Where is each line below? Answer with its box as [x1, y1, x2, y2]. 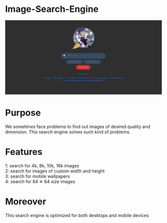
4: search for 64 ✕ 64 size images [5, 179, 76, 185]
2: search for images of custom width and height [5, 168, 105, 174]
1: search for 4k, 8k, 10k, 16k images [5, 163, 80, 169]
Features [5, 147, 43, 157]
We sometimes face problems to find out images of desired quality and [5, 124, 151, 130]
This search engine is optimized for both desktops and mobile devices [5, 212, 149, 218]
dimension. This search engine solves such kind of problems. [5, 129, 131, 135]
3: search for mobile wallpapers [5, 173, 70, 179]
